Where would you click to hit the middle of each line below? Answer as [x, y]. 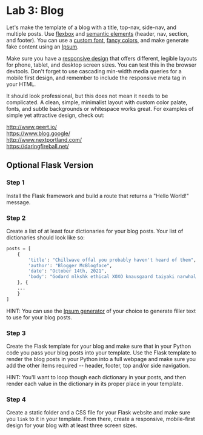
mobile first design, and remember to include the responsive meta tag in [96, 78]
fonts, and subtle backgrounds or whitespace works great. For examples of [100, 108]
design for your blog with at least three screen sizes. [72, 425]
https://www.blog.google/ [38, 133]
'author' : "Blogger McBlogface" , [70, 265]
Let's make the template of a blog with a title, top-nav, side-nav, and [92, 27]
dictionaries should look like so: [45, 237]
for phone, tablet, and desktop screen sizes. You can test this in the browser [101, 65]
